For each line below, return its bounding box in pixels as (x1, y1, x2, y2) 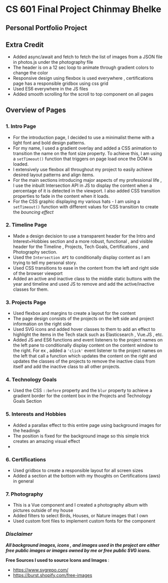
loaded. (12, 161, 29, 167)
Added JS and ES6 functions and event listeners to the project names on (12, 337, 163, 343)
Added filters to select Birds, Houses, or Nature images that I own (12, 513, 148, 519)
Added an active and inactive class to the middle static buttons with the (12, 275, 160, 282)
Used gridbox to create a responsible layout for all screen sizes (12, 468, 143, 474)
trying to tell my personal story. (12, 260, 77, 266)
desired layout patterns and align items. (12, 172, 94, 178)
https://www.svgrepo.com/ (12, 566, 69, 573)
